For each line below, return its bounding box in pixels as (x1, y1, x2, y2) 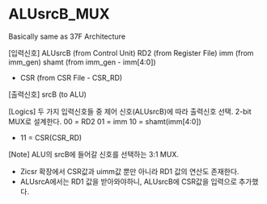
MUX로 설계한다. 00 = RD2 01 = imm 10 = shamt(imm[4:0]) (8, 116, 202, 126)
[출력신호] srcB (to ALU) (8, 90, 87, 99)
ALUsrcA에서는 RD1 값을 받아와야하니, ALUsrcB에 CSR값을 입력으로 (19, 177, 237, 186)
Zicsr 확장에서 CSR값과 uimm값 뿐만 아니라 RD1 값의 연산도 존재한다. (19, 166, 239, 176)
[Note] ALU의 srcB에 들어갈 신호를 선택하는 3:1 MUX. (8, 149, 180, 159)
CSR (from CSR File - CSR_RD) (19, 73, 123, 82)
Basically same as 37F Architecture (8, 31, 126, 41)
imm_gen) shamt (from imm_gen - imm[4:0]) (8, 57, 156, 67)
